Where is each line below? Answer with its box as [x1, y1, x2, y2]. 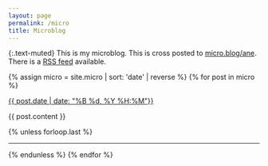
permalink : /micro [8, 19, 69, 27]
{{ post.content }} [8, 112, 66, 121]
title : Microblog [8, 26, 66, 34]
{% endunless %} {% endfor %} [8, 150, 113, 160]
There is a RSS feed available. [8, 57, 106, 66]
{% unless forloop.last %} [8, 127, 93, 136]
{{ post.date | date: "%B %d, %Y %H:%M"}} [8, 97, 154, 106]
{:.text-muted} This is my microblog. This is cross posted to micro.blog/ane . [8, 49, 257, 58]
